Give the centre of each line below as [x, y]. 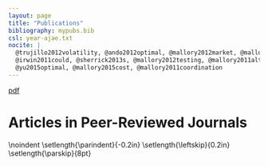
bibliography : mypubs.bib [51, 30]
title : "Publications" [46, 23]
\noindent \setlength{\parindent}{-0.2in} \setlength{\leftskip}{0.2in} [119, 144]
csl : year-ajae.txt [41, 38]
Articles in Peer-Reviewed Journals [128, 123]
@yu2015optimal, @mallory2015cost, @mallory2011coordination [119, 68]
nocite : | [25, 45]
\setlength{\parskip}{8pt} [50, 153]
